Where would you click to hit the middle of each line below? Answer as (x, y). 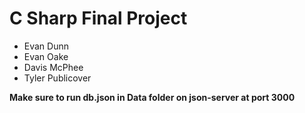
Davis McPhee (53, 67)
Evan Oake (46, 56)
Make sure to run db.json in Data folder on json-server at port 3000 (152, 97)
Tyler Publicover (57, 78)
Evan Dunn (46, 46)
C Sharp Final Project (98, 18)
